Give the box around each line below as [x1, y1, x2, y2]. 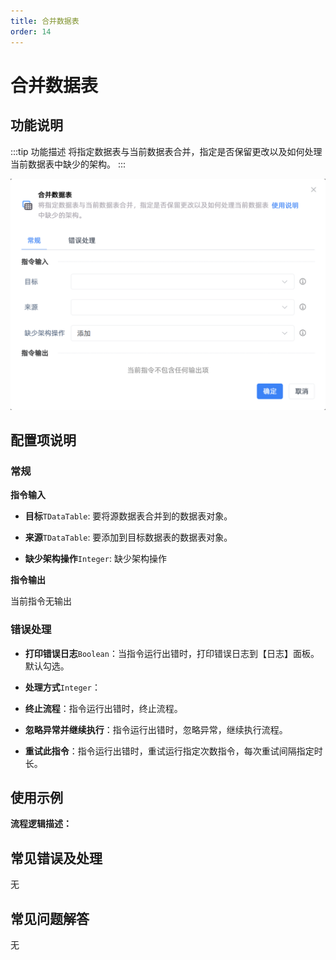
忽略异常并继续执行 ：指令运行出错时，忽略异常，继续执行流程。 [24, 723, 288, 735]
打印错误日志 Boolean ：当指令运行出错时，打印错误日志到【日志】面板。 [24, 647, 320, 659]
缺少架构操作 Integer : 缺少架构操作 [24, 553, 167, 565]
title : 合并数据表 [10, 16, 80, 26]
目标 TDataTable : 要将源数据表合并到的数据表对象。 [24, 510, 233, 522]
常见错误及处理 [10, 850, 103, 867]
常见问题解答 [10, 910, 90, 927]
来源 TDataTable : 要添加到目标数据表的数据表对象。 [24, 531, 233, 544]
